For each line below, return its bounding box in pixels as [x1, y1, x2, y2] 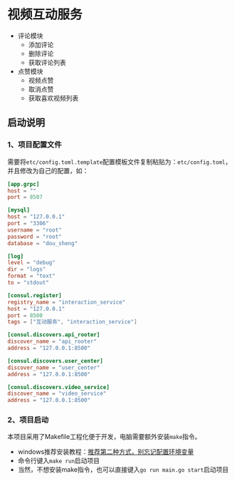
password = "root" [7, 233, 62, 240]
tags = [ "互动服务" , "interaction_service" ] [7, 319, 137, 326]
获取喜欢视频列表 [28, 93, 79, 102]
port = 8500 [7, 311, 43, 319]
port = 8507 [7, 194, 43, 201]
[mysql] [7, 207, 31, 214]
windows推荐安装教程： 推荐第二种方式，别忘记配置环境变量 [17, 448, 194, 456]
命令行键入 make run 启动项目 [17, 457, 100, 465]
